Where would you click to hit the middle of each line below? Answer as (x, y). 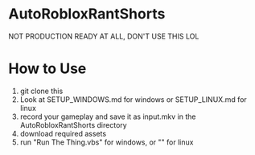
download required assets (63, 133)
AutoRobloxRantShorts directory (73, 124)
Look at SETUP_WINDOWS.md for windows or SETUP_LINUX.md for (133, 99)
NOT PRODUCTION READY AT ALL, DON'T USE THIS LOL (104, 36)
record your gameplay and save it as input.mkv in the (108, 116)
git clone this (41, 91)
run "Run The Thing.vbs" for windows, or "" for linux (107, 142)
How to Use (47, 69)
